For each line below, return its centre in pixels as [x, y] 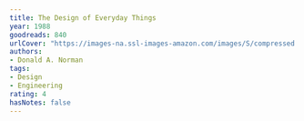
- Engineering [36, 86]
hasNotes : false [40, 102]
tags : [20, 69]
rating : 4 [28, 94]
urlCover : [28, 43]
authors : [26, 52]
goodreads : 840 [38, 35]
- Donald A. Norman [46, 60]
